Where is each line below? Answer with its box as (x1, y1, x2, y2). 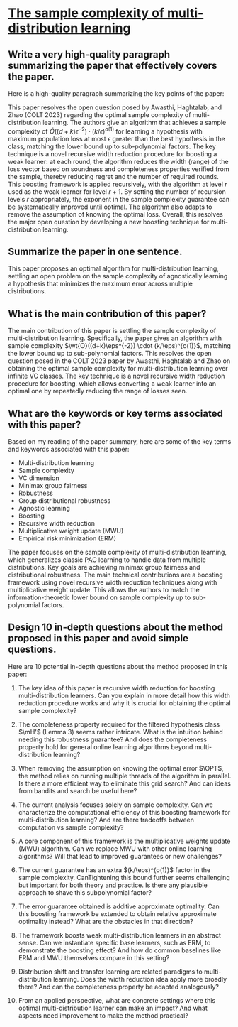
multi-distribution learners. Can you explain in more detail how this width (18, 691, 231, 700)
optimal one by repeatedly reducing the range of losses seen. (8, 387, 188, 396)
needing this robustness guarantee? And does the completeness (18, 735, 208, 744)
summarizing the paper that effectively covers (8, 59, 217, 72)
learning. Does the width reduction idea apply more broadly (52, 974, 227, 983)
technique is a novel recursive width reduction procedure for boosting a (8, 149, 217, 158)
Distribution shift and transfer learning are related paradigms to (18, 967, 203, 976)
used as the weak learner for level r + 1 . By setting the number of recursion (8, 187, 226, 196)
